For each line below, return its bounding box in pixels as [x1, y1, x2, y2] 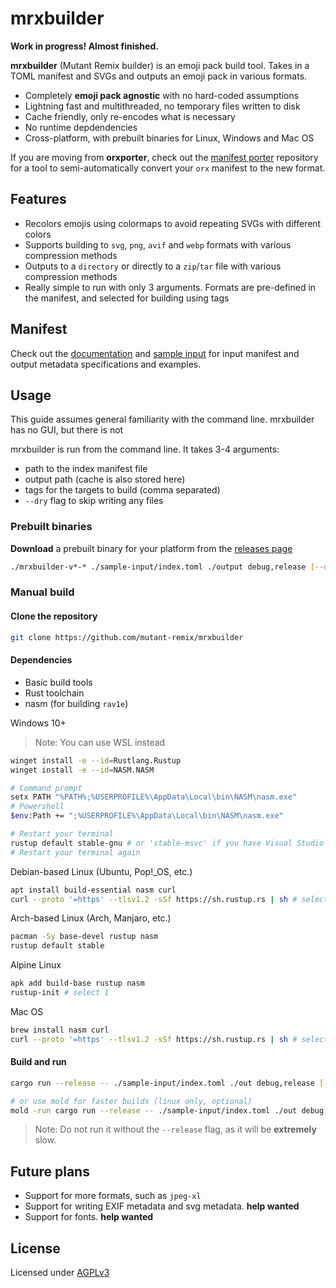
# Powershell [10, 802, 65, 812]
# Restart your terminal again [10, 847, 141, 857]
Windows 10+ [10, 717, 67, 729]
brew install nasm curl [10, 1025, 110, 1035]
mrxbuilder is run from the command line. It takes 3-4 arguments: [10, 443, 280, 456]
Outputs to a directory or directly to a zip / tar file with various [24, 260, 282, 272]
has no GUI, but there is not [10, 424, 124, 436]
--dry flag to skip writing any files [24, 495, 164, 507]
